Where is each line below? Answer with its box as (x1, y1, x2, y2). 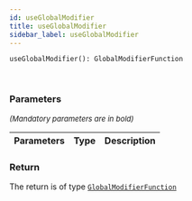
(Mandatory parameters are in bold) (9, 114, 134, 123)
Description (104, 134, 156, 147)
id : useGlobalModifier (9, 13, 95, 23)
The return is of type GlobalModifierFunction (9, 181, 178, 192)
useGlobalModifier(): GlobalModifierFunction (9, 55, 183, 64)
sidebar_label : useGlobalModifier (9, 30, 140, 39)
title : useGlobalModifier (9, 22, 106, 31)
